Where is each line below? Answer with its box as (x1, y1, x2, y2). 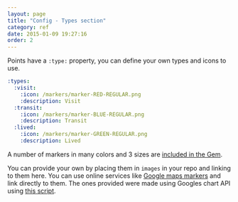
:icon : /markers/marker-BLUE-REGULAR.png (20, 111, 144, 118)
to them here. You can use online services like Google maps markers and (7, 171, 222, 180)
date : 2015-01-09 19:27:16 (7, 30, 87, 38)
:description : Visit (20, 97, 81, 105)
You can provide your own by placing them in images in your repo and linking (7, 164, 231, 172)
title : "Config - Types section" (7, 17, 107, 24)
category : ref (7, 23, 50, 31)
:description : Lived (20, 137, 81, 144)
